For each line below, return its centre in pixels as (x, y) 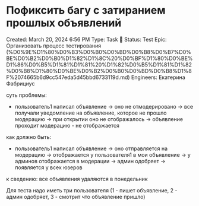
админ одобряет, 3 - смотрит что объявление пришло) (76, 197)
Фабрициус (20, 83)
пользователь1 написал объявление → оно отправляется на (91, 148)
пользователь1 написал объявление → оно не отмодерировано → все (104, 106)
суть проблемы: (27, 95)
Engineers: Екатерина (158, 77)
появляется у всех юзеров (48, 167)
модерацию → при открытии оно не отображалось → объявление (99, 119)
